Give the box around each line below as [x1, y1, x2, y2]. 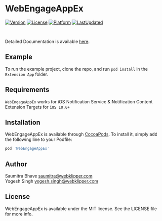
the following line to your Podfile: [5, 136, 73, 142]
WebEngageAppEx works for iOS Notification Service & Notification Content [5, 98, 153, 104]
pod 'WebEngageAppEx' [5, 146, 50, 151]
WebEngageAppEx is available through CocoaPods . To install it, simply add [5, 132, 158, 137]
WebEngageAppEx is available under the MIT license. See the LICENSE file [5, 206, 157, 212]
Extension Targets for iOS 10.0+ [5, 104, 70, 110]
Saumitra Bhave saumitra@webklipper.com [5, 173, 93, 179]
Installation [5, 118, 40, 127]
